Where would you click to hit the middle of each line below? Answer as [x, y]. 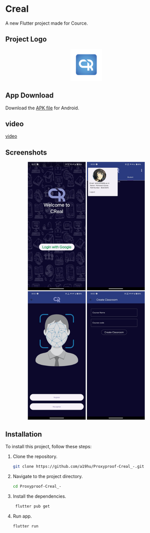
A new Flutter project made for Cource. [47, 23]
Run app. [22, 516]
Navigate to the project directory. [48, 476]
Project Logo [26, 39]
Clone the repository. [35, 456]
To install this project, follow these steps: [49, 446]
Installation [24, 434]
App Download [30, 96]
